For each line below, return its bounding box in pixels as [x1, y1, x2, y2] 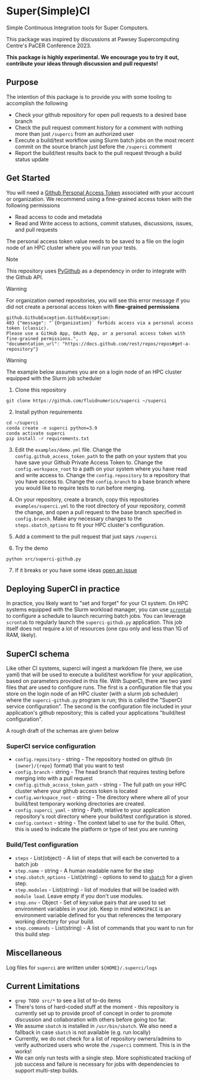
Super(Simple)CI [6, 4, 91, 18]
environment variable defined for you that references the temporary [14, 911, 182, 918]
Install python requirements [14, 408, 82, 415]
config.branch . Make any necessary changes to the [14, 515, 142, 522]
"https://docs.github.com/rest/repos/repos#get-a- [62, 341, 191, 347]
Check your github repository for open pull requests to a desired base [14, 111, 187, 118]
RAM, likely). [6, 632, 38, 639]
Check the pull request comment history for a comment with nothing [14, 124, 183, 131]
